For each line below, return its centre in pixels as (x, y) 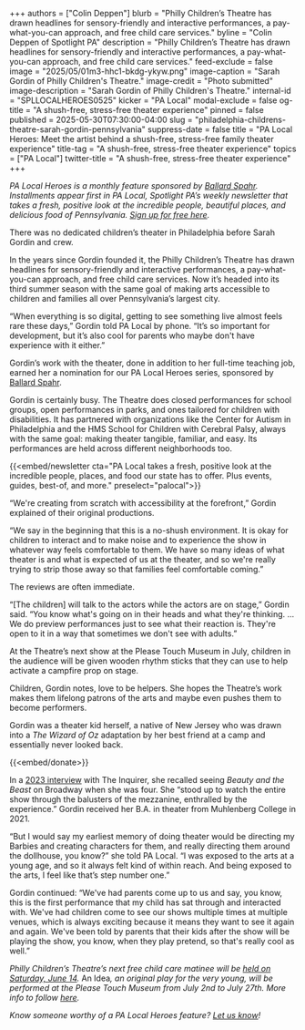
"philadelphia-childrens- (240, 119)
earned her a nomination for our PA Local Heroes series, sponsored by (142, 372)
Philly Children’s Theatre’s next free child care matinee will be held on (140, 968)
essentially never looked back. (66, 745)
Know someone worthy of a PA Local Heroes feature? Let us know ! (135, 1015)
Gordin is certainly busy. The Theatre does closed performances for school (151, 400)
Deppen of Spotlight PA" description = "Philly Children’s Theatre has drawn (150, 42)
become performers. (48, 707)
